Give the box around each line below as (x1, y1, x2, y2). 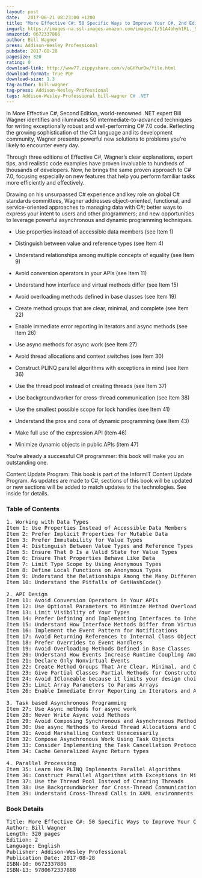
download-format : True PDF (6, 71, 74, 77)
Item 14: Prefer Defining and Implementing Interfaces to (6, 615, 181, 622)
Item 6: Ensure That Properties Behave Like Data (6, 555, 156, 562)
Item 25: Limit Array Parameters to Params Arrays (6, 681, 159, 689)
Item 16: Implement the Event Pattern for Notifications (6, 627, 178, 634)
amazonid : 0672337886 (6, 31, 61, 37)
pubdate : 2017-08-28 (6, 48, 58, 54)
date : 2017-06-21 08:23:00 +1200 (6, 14, 96, 21)
